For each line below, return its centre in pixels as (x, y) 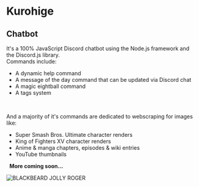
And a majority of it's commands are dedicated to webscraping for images (100, 116)
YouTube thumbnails (41, 154)
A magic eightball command (50, 86)
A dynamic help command (48, 73)
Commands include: (31, 61)
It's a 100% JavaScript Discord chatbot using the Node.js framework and (98, 48)
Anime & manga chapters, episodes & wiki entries (78, 148)
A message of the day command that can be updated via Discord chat (103, 80)
